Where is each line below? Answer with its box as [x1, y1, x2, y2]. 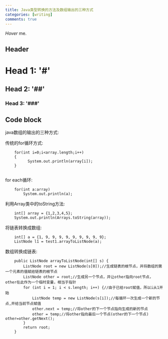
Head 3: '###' [5, 100, 40, 107]
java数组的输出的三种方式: [5, 129, 59, 135]
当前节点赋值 [18, 301, 42, 306]
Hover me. [5, 31, 27, 37]
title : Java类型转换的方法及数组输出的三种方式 [5, 7, 94, 13]
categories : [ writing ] [5, 12, 53, 17]
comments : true [5, 17, 37, 22]
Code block [5, 115, 42, 124]
